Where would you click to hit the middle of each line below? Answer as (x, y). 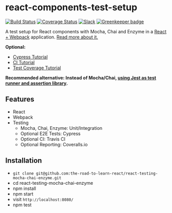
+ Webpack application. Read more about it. (52, 37)
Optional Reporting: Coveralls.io (54, 144)
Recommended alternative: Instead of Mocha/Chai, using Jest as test (81, 78)
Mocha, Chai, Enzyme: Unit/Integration (61, 128)
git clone (23, 173)
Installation (24, 161)
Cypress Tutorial (30, 57)
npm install (24, 188)
